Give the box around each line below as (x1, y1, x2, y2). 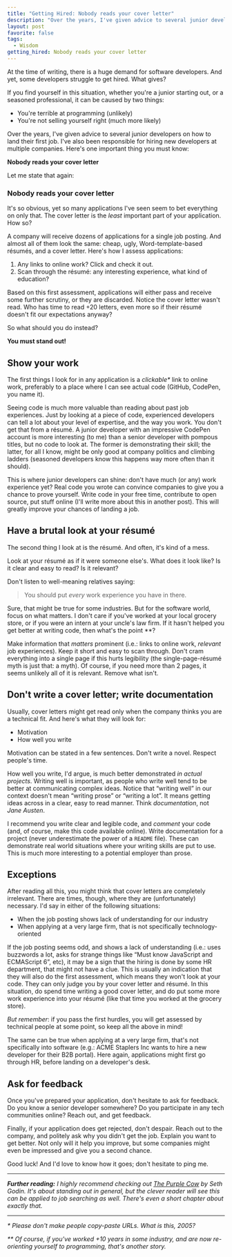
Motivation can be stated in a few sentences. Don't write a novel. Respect (7, 749, 217, 757)
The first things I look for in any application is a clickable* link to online (7, 375, 209, 383)
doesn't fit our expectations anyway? (7, 310, 113, 318)
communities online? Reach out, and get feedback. (7, 1111, 152, 1120)
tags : (7, 36, 23, 43)
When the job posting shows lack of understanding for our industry (17, 915, 209, 923)
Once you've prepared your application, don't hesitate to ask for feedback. (7, 1096, 220, 1105)
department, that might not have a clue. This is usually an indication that (7, 965, 213, 974)
